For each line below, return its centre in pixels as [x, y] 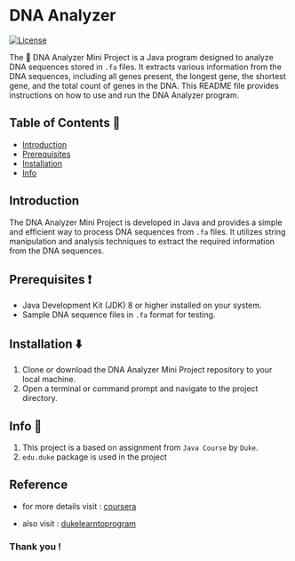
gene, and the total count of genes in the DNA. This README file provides [144, 85]
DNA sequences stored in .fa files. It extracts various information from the [146, 67]
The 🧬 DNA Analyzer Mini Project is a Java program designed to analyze [141, 57]
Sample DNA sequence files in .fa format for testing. [119, 315]
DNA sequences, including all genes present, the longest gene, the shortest [147, 76]
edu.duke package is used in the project [94, 457]
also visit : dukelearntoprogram [79, 523]
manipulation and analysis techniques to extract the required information [142, 241]
